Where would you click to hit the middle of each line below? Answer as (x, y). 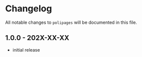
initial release (26, 50)
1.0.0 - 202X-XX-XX (37, 38)
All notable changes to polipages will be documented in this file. (71, 22)
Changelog (29, 9)
